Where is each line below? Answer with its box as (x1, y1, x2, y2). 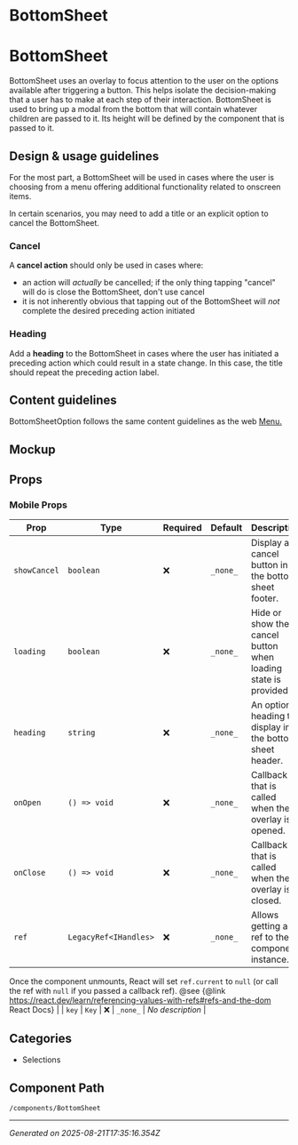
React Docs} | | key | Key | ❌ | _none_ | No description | (9, 1005, 207, 1015)
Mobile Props (9, 499, 68, 511)
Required (162, 522, 202, 534)
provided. (251, 685, 291, 697)
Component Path (9, 1080, 105, 1095)
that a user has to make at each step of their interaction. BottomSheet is (9, 94, 272, 105)
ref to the (251, 931, 290, 943)
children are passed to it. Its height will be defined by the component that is (9, 113, 286, 124)
